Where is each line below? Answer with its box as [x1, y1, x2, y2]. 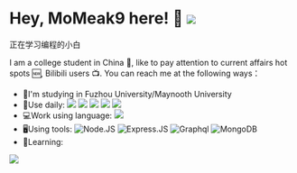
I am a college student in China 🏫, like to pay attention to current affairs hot [9, 57, 288, 68]
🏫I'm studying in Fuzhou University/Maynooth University [22, 88, 232, 99]
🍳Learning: [22, 136, 64, 147]
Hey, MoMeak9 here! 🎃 [9, 8, 183, 29]
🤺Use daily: [22, 99, 66, 110]
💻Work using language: [22, 110, 113, 121]
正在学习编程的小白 [9, 39, 81, 50]
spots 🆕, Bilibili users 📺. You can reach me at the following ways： [9, 68, 261, 78]
